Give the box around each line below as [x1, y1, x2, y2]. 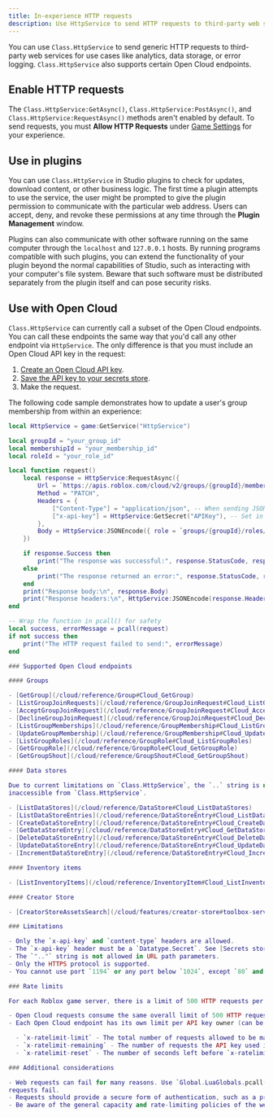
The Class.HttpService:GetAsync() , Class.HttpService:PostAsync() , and [8, 104, 252, 114]
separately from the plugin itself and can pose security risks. [8, 278, 212, 287]
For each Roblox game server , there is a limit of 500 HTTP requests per [8, 997, 264, 1005]
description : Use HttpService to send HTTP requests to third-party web [8, 20, 260, 28]
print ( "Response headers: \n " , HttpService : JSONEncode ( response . [23, 595, 245, 603]
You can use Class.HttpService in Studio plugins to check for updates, [8, 176, 245, 186]
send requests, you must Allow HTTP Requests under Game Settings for [8, 121, 252, 131]
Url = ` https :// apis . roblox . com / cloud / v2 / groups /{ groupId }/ [37, 482, 245, 490]
